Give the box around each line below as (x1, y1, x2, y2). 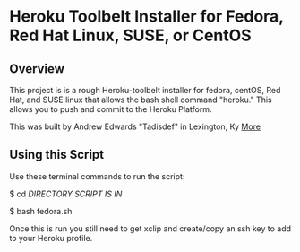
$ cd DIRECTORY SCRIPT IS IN (9, 188, 123, 199)
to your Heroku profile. (9, 232, 93, 243)
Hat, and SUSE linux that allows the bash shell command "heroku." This (9, 94, 272, 105)
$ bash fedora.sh (9, 205, 73, 216)
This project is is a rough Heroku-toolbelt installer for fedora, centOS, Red (9, 85, 281, 95)
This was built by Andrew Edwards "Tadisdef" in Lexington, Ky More (9, 121, 261, 132)
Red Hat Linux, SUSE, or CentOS (9, 25, 253, 46)
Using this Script (9, 147, 105, 162)
